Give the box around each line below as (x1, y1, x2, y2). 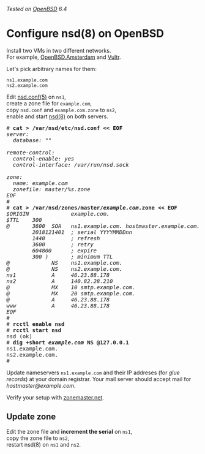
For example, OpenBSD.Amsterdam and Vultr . (6, 53, 121, 61)
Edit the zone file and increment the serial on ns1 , (6, 428, 133, 435)
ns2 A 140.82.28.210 (6, 278, 113, 284)
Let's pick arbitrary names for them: (6, 65, 97, 72)
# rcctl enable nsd (6, 320, 65, 327)
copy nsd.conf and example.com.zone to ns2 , (6, 106, 117, 113)
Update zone (6, 412, 56, 422)
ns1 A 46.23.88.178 (6, 271, 110, 278)
